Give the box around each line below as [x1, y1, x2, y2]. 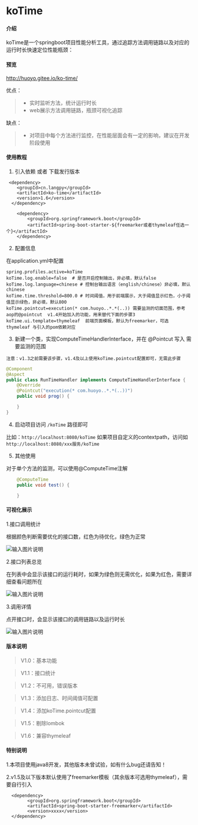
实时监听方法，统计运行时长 [29, 99, 97, 106]
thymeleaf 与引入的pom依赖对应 [6, 324, 76, 330]
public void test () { [16, 482, 70, 488]
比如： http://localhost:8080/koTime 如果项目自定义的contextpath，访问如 [6, 433, 189, 440]
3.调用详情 [6, 603, 32, 610]
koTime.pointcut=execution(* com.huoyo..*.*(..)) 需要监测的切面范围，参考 [6, 305, 186, 311]
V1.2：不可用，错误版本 [20, 682, 78, 689]
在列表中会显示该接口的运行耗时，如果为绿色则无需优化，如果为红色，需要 [6, 571, 187, 578]
